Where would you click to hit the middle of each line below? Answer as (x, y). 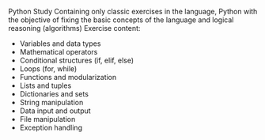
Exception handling (51, 127)
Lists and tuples (45, 85)
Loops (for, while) (48, 69)
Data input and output (55, 111)
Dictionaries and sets (54, 94)
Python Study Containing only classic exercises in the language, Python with (133, 11)
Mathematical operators (59, 52)
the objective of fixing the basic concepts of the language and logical (121, 20)
